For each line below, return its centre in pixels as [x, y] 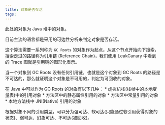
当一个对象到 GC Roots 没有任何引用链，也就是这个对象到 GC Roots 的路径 [81, 72]
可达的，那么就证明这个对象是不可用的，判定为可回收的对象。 [72, 78]
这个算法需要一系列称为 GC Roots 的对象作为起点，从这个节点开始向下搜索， [82, 50]
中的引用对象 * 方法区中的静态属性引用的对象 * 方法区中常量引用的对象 [87, 95]
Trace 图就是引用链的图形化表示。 [45, 62]
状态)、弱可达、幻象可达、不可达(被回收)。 [49, 118]
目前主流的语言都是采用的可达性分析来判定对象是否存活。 [63, 39]
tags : [11, 14]
